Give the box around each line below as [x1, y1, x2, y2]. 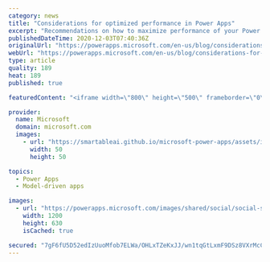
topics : [8, 167, 35, 175]
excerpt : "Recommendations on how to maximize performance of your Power [8, 27, 261, 35]
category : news [8, 11, 59, 20]
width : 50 [29, 145, 63, 154]
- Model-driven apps [15, 182, 84, 190]
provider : [8, 108, 42, 117]
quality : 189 [8, 64, 52, 72]
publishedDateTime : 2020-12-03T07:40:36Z [8, 34, 149, 43]
